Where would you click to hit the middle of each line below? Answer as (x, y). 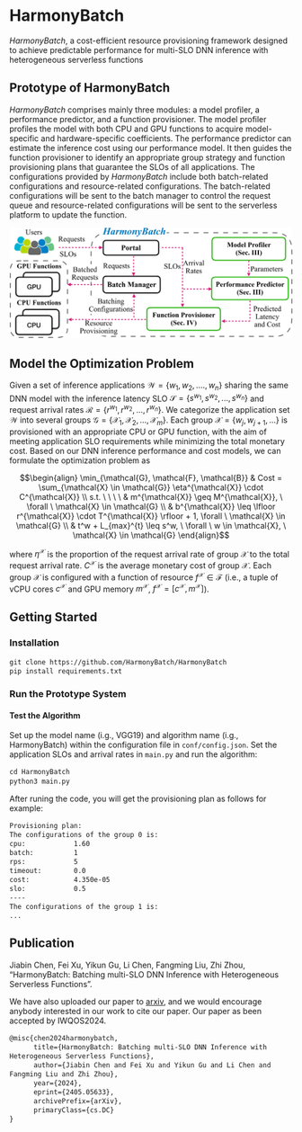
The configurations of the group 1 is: (84, 907)
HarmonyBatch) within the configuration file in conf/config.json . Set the (143, 745)
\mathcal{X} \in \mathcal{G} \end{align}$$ (151, 535)
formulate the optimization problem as (80, 460)
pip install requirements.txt (66, 672)
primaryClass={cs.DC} (74, 1110)
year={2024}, (58, 1083)
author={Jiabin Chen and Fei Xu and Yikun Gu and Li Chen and (152, 1065)
